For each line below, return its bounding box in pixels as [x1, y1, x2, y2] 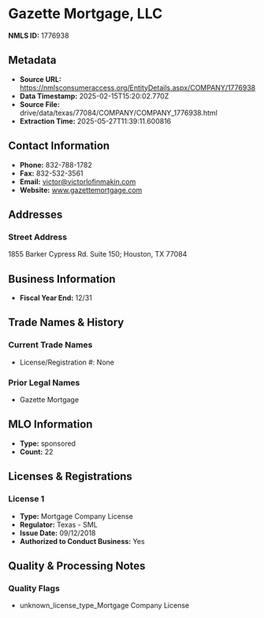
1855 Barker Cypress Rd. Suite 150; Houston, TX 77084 [8, 250, 188, 259]
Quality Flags [8, 583, 61, 594]
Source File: [19, 99, 61, 109]
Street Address [8, 231, 68, 242]
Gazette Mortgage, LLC [8, 5, 163, 23]
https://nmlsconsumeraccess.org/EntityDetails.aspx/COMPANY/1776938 [19, 83, 256, 92]
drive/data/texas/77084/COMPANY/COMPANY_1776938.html [19, 108, 218, 117]
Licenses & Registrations [8, 470, 132, 483]
